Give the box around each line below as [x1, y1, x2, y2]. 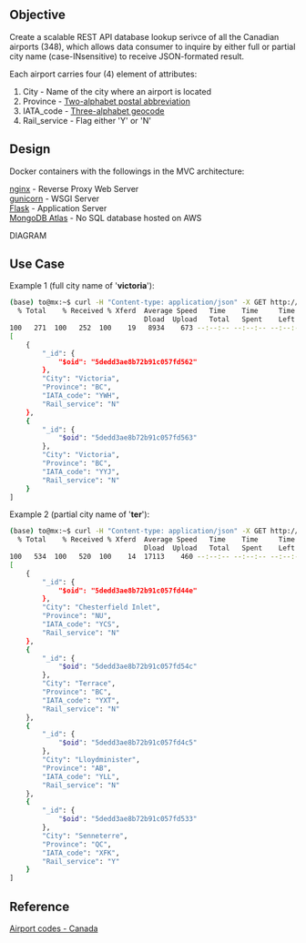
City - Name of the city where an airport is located [22, 86, 212, 96]
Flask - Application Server [9, 202, 107, 213]
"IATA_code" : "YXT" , [42, 695, 120, 705]
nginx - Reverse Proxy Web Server [9, 183, 139, 194]
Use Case [9, 257, 66, 272]
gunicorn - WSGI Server [9, 193, 100, 204]
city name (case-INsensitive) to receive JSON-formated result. [9, 50, 244, 62]
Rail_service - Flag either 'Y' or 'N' [22, 115, 152, 126]
